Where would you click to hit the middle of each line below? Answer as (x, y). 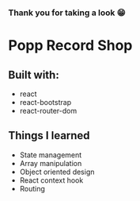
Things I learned (49, 135)
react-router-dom (48, 110)
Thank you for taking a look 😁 (67, 13)
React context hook (51, 180)
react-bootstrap (45, 102)
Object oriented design (57, 172)
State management (51, 155)
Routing (32, 188)
